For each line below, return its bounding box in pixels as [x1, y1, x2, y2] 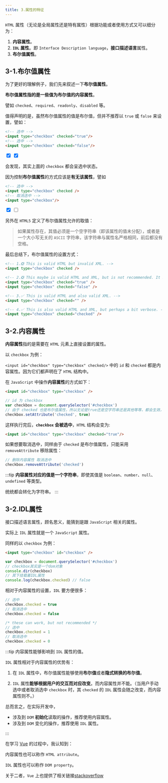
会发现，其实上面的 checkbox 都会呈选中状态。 [5, 163, 100, 169]
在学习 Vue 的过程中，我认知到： [5, 741, 73, 747]
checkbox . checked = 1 [5, 630, 50, 635]
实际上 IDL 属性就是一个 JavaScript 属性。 [5, 529, 92, 535]
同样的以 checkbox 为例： [5, 540, 56, 546]
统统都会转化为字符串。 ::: [5, 489, 59, 495]
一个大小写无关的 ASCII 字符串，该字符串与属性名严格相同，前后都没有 [17, 234, 163, 240]
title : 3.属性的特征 [5, 7, 44, 12]
